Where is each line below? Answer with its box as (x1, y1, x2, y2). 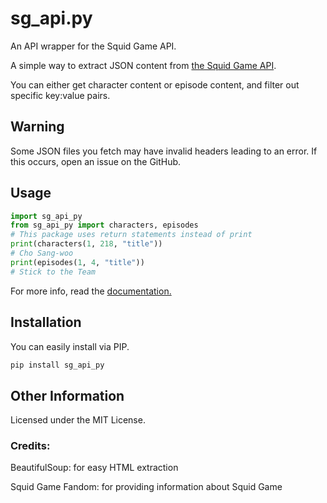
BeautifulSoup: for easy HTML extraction (10, 462, 179, 474)
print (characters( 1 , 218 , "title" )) (10, 239, 163, 249)
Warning (10, 118, 65, 136)
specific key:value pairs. (10, 89, 111, 101)
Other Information (10, 387, 125, 404)
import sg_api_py (10, 211, 83, 221)
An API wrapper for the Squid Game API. (10, 40, 177, 52)
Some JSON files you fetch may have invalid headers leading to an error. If (10, 145, 318, 157)
